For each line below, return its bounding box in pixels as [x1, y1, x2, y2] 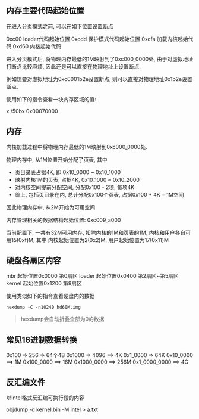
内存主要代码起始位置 [6, 5, 84, 16]
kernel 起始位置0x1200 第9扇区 [6, 280, 82, 287]
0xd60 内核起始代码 [12, 42, 62, 49]
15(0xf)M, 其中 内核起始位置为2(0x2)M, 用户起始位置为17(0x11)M [11, 236, 169, 243]
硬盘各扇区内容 [6, 256, 61, 266]
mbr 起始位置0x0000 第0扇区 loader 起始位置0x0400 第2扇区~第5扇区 [6, 272, 179, 280]
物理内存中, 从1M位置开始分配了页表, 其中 [6, 156, 108, 163]
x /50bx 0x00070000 [6, 107, 58, 114]
